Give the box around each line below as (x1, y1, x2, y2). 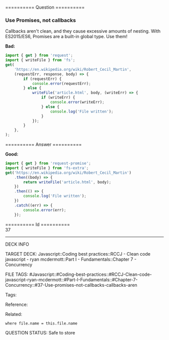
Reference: (5, 301, 28, 307)
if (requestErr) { (23, 76, 62, 81)
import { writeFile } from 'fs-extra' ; (5, 165, 89, 170)
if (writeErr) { (41, 95, 75, 100)
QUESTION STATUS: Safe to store (5, 329, 75, 335)
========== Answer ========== (5, 142, 82, 148)
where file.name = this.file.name (5, 321, 78, 326)
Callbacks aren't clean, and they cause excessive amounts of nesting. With (5, 28, 161, 34)
